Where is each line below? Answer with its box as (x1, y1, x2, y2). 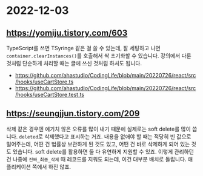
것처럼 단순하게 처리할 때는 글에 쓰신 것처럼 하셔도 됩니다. (6, 60, 142, 67)
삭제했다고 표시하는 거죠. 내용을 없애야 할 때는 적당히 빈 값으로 (44, 132, 191, 140)
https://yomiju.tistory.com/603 (6, 28, 128, 38)
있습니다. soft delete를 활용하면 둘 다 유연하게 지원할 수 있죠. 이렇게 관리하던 (12, 148, 194, 155)
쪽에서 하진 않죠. (32, 163, 72, 170)
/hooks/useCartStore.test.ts (15, 91, 85, 98)
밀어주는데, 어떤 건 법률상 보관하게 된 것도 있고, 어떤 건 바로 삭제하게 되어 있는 (6, 140, 190, 148)
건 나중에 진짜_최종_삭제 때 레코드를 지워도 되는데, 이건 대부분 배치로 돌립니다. (6, 155, 187, 163)
